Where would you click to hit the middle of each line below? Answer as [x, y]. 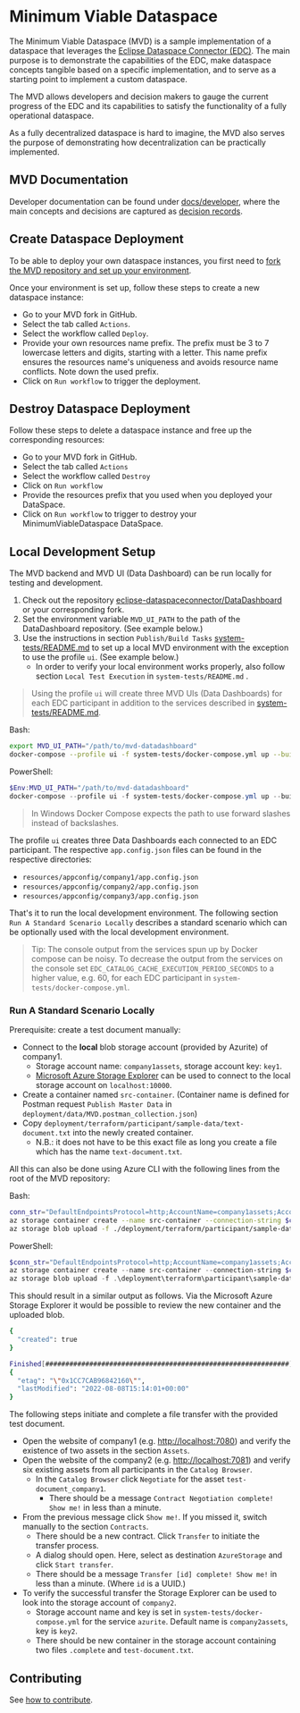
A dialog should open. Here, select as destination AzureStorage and [159, 1555]
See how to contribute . [51, 1700]
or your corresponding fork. [73, 610]
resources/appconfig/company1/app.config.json [110, 877]
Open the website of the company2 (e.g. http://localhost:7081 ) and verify [156, 1460]
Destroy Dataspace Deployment [100, 409]
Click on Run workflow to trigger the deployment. [111, 381]
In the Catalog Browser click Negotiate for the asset [130, 1479]
